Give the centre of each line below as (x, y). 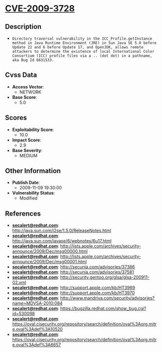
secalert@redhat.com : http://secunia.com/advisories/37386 (73, 267)
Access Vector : (28, 87)
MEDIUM (28, 155)
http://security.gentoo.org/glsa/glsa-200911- (105, 277)
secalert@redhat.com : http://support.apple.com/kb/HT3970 (73, 293)
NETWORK (30, 92)
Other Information (33, 171)
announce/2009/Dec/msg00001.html (49, 262)
